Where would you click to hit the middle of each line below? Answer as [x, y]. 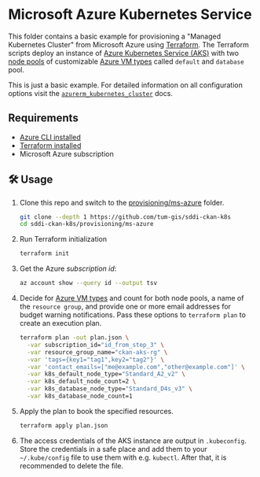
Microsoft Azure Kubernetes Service [130, 15]
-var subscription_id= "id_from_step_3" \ [96, 345]
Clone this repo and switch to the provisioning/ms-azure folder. [122, 202]
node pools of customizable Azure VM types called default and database [126, 61]
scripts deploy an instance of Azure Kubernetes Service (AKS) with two [124, 53]
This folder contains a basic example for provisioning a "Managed [115, 36]
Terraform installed [50, 145]
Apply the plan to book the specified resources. [97, 411]
